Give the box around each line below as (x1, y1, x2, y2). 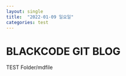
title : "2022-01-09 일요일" (6, 14, 74, 20)
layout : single (6, 8, 44, 15)
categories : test (6, 19, 49, 25)
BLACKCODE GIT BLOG (6, 44, 121, 58)
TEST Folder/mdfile (6, 64, 53, 71)
